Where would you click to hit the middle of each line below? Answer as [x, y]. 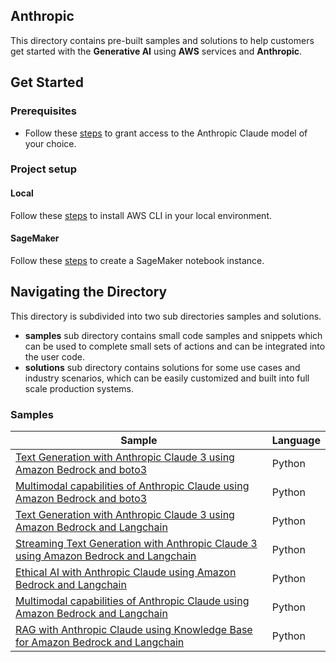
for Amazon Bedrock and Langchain [100, 642]
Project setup [43, 169]
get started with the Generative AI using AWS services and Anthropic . [156, 51]
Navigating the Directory [89, 292]
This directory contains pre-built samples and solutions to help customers [162, 40]
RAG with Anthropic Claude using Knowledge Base [134, 629]
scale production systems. [79, 388]
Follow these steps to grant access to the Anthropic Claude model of [166, 133]
